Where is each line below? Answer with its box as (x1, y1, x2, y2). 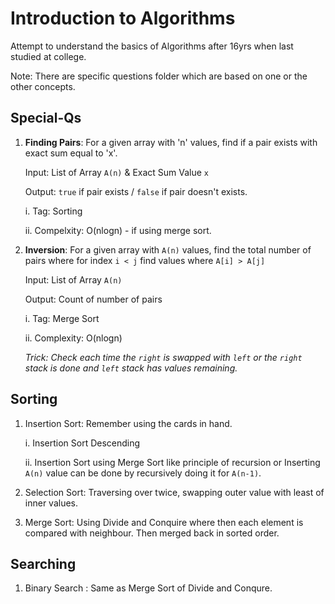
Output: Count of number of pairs (24, 293, 163, 305)
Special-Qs (10, 110, 82, 127)
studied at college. (10, 50, 87, 62)
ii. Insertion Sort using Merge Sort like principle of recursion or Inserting (24, 456, 321, 468)
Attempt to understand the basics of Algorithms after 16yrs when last (10, 40, 294, 52)
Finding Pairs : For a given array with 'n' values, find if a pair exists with (24, 136, 318, 148)
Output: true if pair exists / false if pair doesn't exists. (24, 185, 248, 197)
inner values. (24, 497, 79, 509)
